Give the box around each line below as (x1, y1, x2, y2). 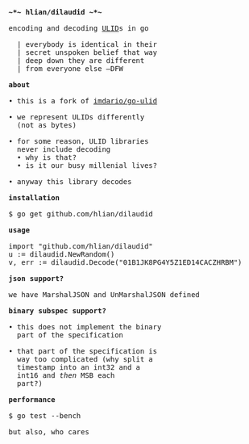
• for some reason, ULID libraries (8, 137, 149, 145)
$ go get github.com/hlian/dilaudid (8, 210, 154, 218)
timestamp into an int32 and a (16, 363, 141, 371)
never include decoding (16, 145, 111, 153)
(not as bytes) (16, 121, 77, 129)
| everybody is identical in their (16, 40, 158, 48)
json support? (8, 274, 64, 283)
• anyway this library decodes (8, 178, 132, 186)
